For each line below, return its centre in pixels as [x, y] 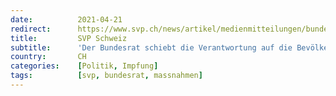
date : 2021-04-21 [66, 19]
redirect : [31, 29]
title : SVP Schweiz [69, 38]
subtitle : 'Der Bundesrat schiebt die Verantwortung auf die [151, 47]
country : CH [48, 57]
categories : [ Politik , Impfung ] [84, 66]
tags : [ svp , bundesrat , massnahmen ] [106, 76]
